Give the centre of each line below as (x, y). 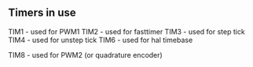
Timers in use (42, 13)
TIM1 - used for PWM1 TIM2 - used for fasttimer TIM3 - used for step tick (126, 31)
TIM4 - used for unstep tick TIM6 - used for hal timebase (101, 40)
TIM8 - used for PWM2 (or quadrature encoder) (85, 55)
